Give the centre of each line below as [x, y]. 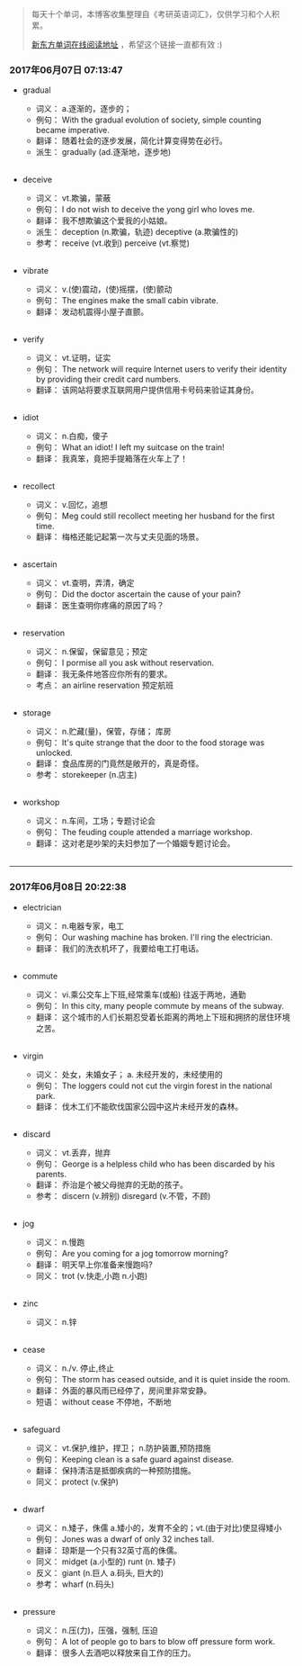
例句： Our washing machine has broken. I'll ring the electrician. [154, 937]
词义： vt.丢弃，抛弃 [73, 1152]
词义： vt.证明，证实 [73, 358]
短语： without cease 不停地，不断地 [104, 1401]
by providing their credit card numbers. [108, 379]
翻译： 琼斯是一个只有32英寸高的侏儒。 [109, 1550]
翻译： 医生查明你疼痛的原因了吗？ [100, 606]
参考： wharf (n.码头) [75, 1584]
